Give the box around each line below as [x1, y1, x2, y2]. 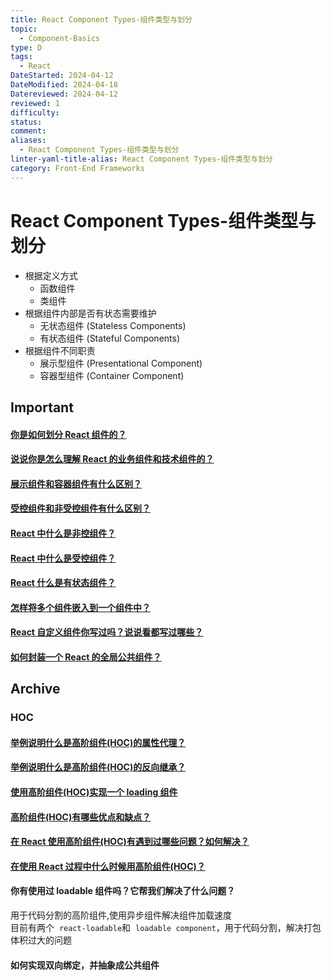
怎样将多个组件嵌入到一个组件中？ [10, 601, 151, 613]
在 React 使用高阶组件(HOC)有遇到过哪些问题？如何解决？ [10, 836, 250, 848]
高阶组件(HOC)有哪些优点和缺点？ [10, 811, 152, 823]
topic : [10, 24, 38, 34]
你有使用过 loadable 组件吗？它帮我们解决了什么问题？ [10, 885, 236, 897]
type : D [10, 42, 43, 53]
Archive [10, 681, 61, 698]
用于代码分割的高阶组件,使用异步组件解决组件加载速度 [10, 909, 233, 921]
